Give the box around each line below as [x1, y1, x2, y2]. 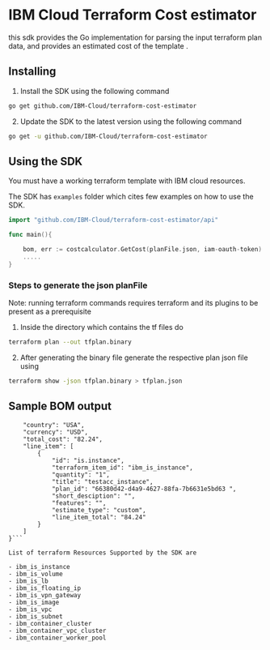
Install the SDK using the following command [19, 86, 170, 96]
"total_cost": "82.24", [23, 435, 103, 443]
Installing [8, 65, 57, 79]
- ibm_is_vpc [8, 605, 53, 614]
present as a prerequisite [8, 306, 91, 316]
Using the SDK [8, 154, 83, 168]
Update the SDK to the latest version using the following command [19, 116, 243, 126]
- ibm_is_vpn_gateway [8, 591, 82, 599]
